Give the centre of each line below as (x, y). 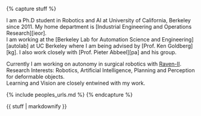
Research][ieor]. (27, 33)
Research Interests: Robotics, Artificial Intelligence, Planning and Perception (101, 70)
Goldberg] (180, 46)
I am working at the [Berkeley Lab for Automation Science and (84, 39)
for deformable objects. (36, 77)
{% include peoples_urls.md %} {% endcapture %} (69, 95)
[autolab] (18, 46)
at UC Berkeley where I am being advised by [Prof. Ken (98, 46)
